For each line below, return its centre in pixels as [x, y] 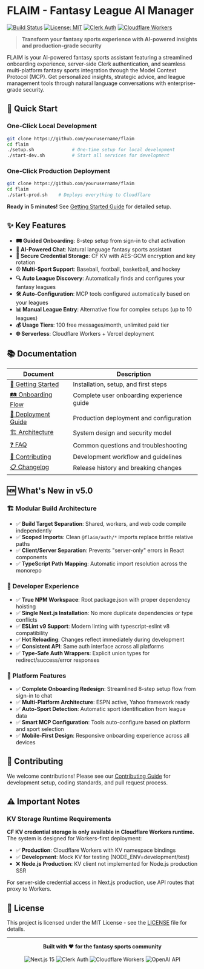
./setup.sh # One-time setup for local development [91, 150]
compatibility [32, 633]
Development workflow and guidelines [127, 457]
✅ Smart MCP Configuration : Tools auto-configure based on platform [103, 722]
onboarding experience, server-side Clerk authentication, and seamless [97, 64]
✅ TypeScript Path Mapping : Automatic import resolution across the [101, 564]
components [31, 557]
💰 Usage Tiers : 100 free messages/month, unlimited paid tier [92, 325]
